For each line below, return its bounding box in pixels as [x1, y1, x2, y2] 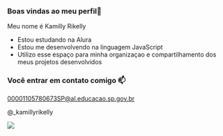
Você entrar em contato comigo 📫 [7, 76, 126, 86]
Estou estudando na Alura [17, 36, 92, 44]
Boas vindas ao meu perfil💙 [7, 6, 102, 16]
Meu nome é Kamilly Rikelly [7, 22, 86, 31]
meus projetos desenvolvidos [17, 58, 102, 66]
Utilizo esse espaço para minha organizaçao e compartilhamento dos [17, 50, 217, 59]
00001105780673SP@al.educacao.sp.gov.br [7, 94, 135, 103]
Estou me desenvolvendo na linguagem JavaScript [17, 43, 163, 52]
